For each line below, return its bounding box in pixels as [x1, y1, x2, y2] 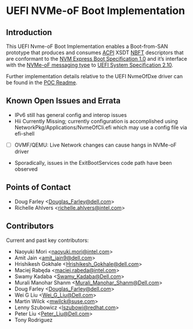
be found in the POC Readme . [6, 79, 78, 86]
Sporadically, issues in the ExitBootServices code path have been [14, 159, 172, 166]
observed [14, 165, 38, 172]
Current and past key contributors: [6, 237, 89, 244]
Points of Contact [6, 182, 71, 192]
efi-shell [14, 130, 35, 137]
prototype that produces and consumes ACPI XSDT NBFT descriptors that [6, 49, 184, 56]
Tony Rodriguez [14, 316, 53, 323]
